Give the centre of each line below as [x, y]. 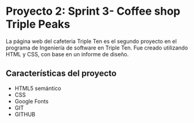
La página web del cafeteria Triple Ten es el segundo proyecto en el [91, 41]
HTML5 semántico [38, 88]
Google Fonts [32, 101]
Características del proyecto [61, 74]
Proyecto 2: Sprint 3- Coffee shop [93, 11]
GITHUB [25, 114]
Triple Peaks [38, 24]
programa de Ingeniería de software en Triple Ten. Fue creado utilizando [97, 48]
